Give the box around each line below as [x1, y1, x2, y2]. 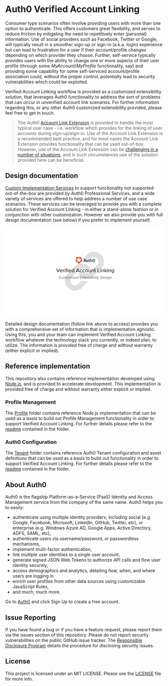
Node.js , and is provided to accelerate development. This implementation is [5, 381, 161, 387]
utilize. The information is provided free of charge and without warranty [5, 342, 153, 348]
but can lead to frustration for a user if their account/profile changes [5, 47, 146, 53]
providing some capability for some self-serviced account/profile [5, 68, 140, 74]
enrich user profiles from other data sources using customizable [12, 579, 145, 585]
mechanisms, [12, 541, 41, 547]
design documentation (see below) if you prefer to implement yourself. [5, 217, 151, 223]
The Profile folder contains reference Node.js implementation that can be [5, 410, 156, 416]
